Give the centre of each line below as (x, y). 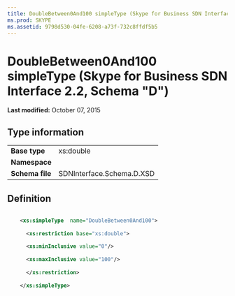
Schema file (31, 174)
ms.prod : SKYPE (29, 20)
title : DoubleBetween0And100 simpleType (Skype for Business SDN (104, 14)
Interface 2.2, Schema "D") (88, 91)
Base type (28, 151)
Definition (29, 199)
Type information (46, 132)
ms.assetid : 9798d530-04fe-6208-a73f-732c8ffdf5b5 (83, 27)
